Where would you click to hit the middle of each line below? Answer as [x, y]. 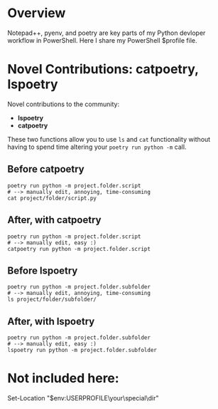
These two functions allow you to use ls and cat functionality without [109, 139]
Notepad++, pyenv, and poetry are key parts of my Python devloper [107, 33]
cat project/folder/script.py [52, 198]
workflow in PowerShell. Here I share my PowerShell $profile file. [102, 40]
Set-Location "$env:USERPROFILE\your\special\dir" [83, 398]
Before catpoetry [46, 169]
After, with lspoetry [51, 321]
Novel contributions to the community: [63, 104]
